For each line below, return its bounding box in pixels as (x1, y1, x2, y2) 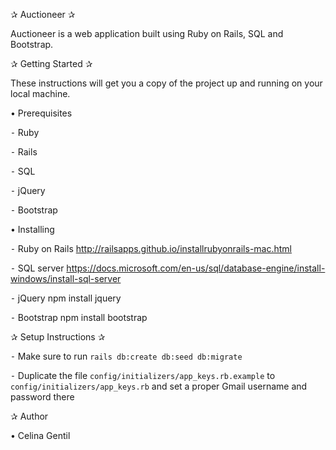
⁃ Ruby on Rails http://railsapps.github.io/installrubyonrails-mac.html (10, 243, 293, 254)
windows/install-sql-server (10, 273, 122, 284)
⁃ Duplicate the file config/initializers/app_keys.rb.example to (10, 370, 276, 381)
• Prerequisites (10, 107, 73, 119)
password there (10, 391, 75, 403)
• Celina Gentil (10, 430, 71, 441)
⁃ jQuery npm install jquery (10, 292, 122, 304)
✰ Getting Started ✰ (10, 58, 93, 69)
